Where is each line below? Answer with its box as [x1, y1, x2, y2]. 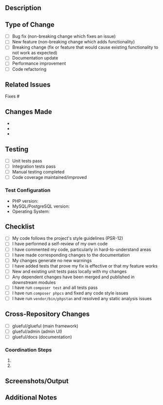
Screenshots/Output [5, 377, 69, 385]
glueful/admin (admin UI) [12, 328, 62, 334]
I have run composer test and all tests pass [12, 285, 98, 290]
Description [5, 4, 41, 12]
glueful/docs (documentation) [12, 334, 72, 340]
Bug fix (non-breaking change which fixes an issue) [12, 34, 116, 39]
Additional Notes [5, 393, 57, 402]
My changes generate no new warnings [12, 257, 92, 263]
